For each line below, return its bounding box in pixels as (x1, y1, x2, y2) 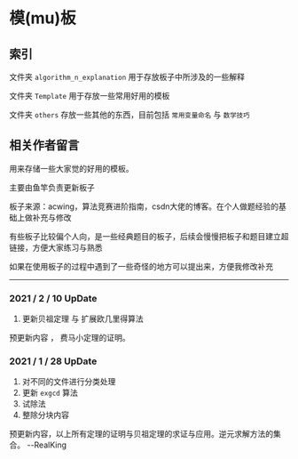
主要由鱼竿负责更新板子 (9, 181, 95, 192)
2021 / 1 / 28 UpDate (9, 355, 98, 367)
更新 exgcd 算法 (21, 388, 78, 399)
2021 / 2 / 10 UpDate (9, 292, 98, 304)
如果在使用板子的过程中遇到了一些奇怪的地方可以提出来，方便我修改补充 (9, 261, 273, 271)
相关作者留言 (9, 138, 80, 153)
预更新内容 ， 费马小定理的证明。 (9, 333, 130, 343)
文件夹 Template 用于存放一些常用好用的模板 (9, 91, 170, 101)
